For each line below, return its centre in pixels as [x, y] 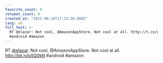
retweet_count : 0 [23, 14]
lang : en [14, 23]
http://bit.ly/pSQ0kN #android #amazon [44, 55]
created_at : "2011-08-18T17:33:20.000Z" [47, 18]
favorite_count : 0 [24, 9]
